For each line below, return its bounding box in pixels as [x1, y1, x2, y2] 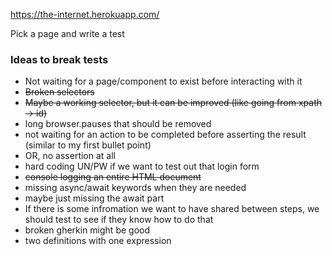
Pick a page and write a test [10, 28, 125, 39]
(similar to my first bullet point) [24, 139, 152, 151]
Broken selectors [24, 86, 95, 98]
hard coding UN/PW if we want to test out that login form [24, 160, 260, 173]
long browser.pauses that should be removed [24, 118, 212, 130]
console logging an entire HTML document [24, 171, 202, 183]
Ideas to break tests [10, 52, 109, 66]
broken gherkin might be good [24, 224, 150, 236]
